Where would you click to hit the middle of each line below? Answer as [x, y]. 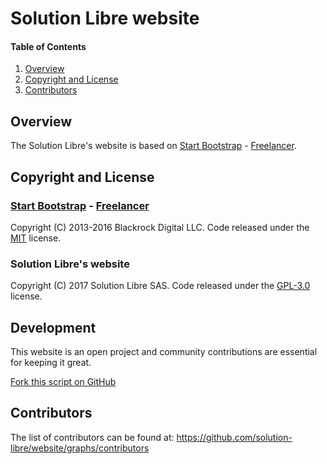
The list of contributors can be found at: [92, 437]
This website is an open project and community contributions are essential [164, 351]
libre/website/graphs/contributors [80, 448]
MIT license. [36, 238]
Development [53, 327]
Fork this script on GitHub [63, 381]
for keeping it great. [51, 362]
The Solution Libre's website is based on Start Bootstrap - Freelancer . [153, 146]
